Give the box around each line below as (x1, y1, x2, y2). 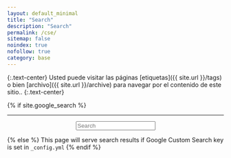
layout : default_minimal (7, 10, 78, 17)
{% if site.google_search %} (7, 101, 87, 109)
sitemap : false (7, 36, 51, 42)
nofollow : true (7, 49, 51, 55)
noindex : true (7, 42, 48, 49)
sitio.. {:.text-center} (7, 88, 65, 96)
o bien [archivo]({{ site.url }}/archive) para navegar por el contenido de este (7, 80, 222, 89)
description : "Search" (7, 23, 72, 29)
